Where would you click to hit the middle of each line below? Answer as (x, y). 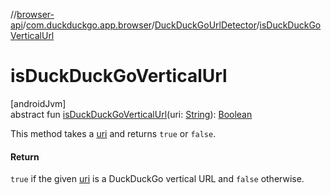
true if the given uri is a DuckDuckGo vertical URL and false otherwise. (157, 179)
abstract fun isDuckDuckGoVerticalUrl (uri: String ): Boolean (131, 114)
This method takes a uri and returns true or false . (113, 133)
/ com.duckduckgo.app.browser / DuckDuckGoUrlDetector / (141, 25)
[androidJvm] (38, 103)
